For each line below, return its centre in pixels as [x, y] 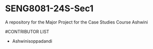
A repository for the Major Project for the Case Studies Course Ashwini [76, 22]
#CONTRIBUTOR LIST [27, 31]
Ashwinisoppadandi [32, 41]
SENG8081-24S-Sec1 [49, 9]
